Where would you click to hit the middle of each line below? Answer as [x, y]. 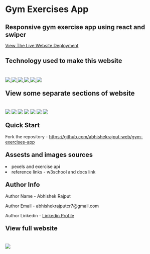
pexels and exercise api [36, 166]
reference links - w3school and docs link [54, 172]
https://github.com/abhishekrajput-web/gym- [96, 137]
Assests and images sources [49, 155]
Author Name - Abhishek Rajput [38, 196]
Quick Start [23, 125]
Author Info [23, 184]
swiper [16, 35]
